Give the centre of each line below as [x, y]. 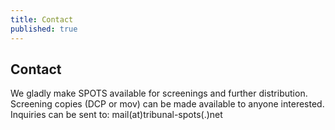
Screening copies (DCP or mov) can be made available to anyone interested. [167, 104]
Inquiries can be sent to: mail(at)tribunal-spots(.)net [116, 115]
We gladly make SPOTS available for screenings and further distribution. [159, 93]
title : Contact [42, 19]
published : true [44, 29]
